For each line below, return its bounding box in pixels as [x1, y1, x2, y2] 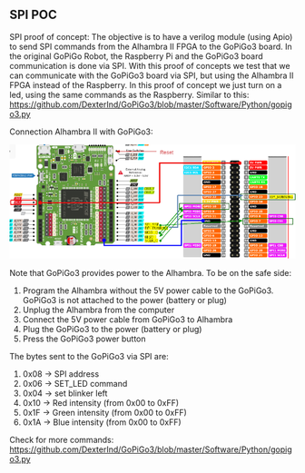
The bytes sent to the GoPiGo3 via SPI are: [9, 350, 170, 361]
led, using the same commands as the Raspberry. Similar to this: [9, 89, 250, 100]
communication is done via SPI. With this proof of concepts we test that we [9, 60, 290, 71]
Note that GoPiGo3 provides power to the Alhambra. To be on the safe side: [9, 267, 292, 278]
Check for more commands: [9, 434, 114, 445]
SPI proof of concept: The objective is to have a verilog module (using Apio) [9, 31, 293, 42]
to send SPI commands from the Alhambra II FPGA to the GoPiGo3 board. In [9, 41, 292, 52]
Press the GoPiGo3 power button [22, 333, 147, 344]
